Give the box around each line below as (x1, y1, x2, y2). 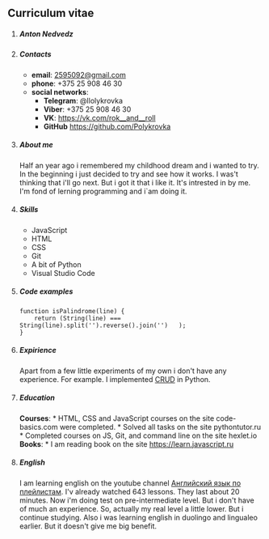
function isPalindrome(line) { (19, 307, 125, 315)
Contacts (19, 49, 52, 59)
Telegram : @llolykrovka (43, 95, 123, 105)
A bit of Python (31, 259, 82, 269)
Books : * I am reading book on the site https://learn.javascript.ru (19, 439, 234, 448)
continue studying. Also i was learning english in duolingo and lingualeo (19, 512, 258, 522)
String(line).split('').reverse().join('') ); (19, 321, 187, 329)
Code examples (19, 286, 74, 296)
